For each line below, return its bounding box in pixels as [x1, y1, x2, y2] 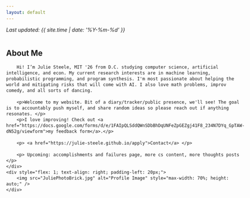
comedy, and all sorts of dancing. [6, 88, 93, 93]
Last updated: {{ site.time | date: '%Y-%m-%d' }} [6, 26, 125, 33]
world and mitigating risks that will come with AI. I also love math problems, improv [6, 82, 227, 88]
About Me [6, 48, 43, 58]
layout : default [6, 9, 46, 15]
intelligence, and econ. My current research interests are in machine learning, [6, 70, 211, 76]
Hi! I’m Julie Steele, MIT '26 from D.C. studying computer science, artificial [16, 64, 218, 70]
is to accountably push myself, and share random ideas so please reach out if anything [6, 105, 230, 111]
